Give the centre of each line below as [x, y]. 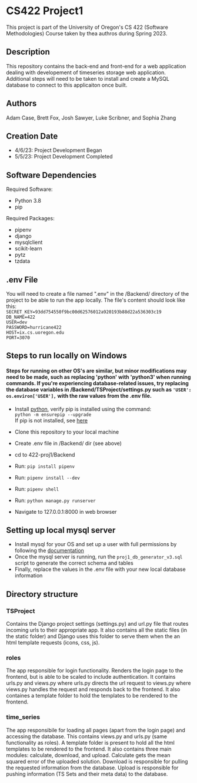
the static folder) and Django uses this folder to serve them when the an [93, 636]
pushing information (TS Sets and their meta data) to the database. [87, 774]
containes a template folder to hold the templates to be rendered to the [92, 696]
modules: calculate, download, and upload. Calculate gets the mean [88, 755]
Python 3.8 [28, 201]
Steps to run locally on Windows [67, 356]
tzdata [22, 261]
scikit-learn [28, 249]
